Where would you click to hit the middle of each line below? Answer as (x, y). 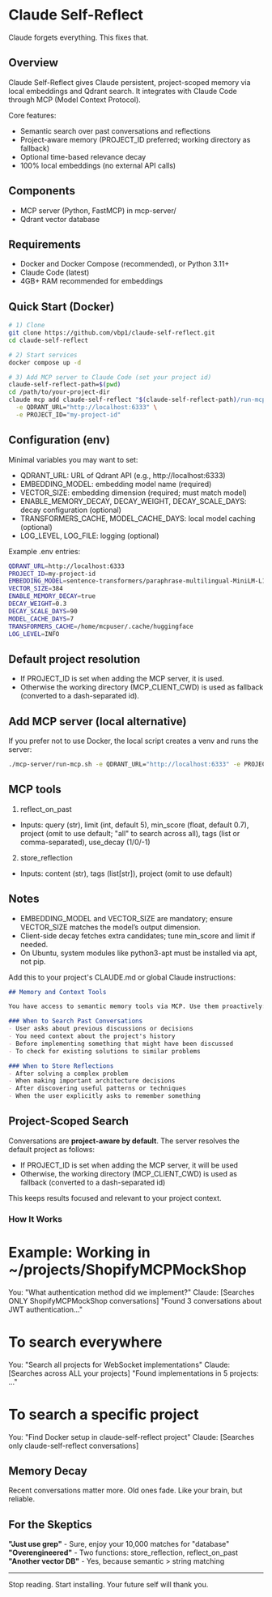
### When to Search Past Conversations (76, 1021)
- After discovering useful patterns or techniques (97, 1089)
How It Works (36, 1219)
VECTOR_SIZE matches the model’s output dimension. (110, 927)
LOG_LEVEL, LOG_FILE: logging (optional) (89, 536)
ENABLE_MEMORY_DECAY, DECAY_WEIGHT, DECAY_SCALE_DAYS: (133, 501)
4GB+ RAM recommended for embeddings (91, 281)
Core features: (32, 115)
